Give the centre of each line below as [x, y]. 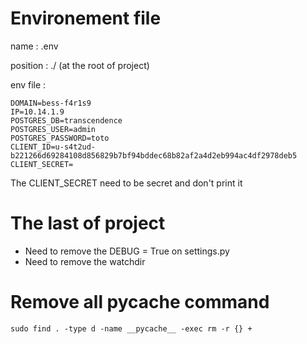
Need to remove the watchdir [85, 261]
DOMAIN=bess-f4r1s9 [51, 103]
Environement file [86, 18]
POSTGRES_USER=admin [53, 129]
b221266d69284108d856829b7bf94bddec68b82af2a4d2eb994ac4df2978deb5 [154, 155]
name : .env [34, 46]
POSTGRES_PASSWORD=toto [60, 138]
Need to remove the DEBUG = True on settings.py [127, 251]
